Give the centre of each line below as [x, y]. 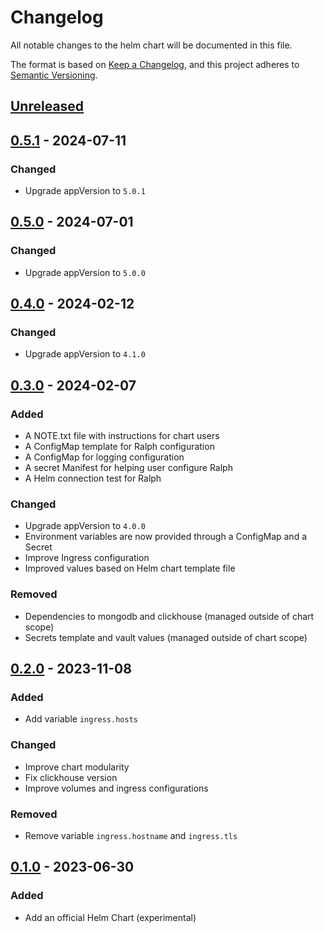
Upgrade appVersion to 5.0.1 [85, 191]
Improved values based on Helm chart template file [130, 568]
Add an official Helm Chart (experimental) [110, 917]
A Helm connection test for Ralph [93, 478]
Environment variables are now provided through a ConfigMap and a [166, 537]
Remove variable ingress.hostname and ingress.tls [131, 835]
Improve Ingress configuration [87, 558]
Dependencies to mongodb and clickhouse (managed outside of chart [169, 616]
